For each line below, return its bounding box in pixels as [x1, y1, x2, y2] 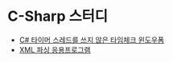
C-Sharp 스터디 [7, 7, 109, 25]
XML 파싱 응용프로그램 [19, 45, 91, 54]
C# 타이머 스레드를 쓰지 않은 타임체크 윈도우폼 [19, 35, 165, 45]
